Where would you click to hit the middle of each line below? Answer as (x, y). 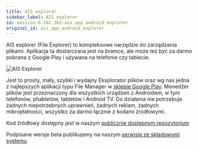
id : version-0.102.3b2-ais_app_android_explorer (67, 22)
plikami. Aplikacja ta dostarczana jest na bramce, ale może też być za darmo (99, 51)
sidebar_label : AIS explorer (42, 17)
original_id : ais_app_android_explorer (55, 28)
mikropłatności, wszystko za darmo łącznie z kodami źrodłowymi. (86, 112)
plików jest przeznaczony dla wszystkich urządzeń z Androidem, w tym (93, 93)
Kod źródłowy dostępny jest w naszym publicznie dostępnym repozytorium (98, 123)
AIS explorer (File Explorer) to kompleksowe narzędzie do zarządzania (92, 45)
